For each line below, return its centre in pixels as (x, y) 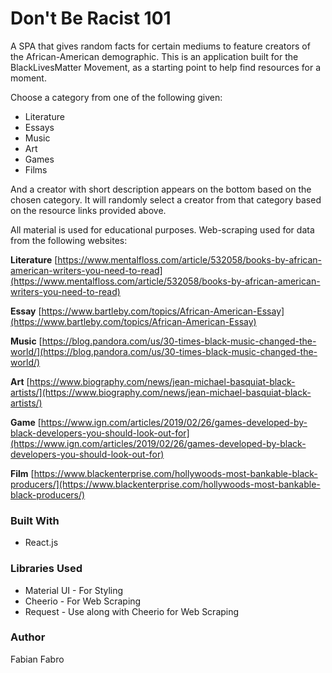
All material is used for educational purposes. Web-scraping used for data (162, 229)
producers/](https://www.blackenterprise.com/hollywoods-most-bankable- (165, 484)
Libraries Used (46, 569)
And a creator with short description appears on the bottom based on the (161, 189)
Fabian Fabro (37, 659)
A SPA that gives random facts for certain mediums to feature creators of (160, 46)
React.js (41, 543)
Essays (39, 127)
